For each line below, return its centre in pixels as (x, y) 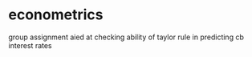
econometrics (56, 15)
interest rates (30, 45)
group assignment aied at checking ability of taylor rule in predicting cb (126, 37)
